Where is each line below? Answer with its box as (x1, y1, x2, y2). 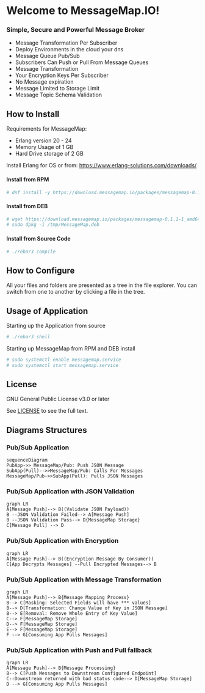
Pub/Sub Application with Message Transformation (6, 575, 162, 584)
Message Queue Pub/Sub (15, 53, 81, 60)
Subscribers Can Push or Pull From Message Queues (15, 59, 149, 66)
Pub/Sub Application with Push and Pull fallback (6, 645, 153, 654)
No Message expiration (15, 78, 74, 85)
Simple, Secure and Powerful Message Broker (6, 26, 145, 34)
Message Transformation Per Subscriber (15, 39, 118, 46)
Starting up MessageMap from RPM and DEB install (6, 344, 135, 352)
